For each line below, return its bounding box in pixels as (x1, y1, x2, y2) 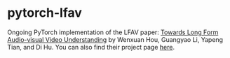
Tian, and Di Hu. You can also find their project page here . (7, 43, 175, 51)
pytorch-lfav (7, 5, 83, 21)
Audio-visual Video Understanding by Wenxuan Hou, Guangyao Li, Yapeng (7, 35, 223, 43)
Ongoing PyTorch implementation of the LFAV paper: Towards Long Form (7, 28, 219, 36)
